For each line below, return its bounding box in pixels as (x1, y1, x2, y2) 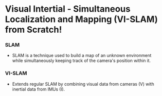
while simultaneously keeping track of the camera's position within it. (12, 58, 151, 64)
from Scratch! (5, 24, 62, 35)
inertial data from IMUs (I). (12, 86, 65, 92)
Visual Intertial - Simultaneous (5, 3, 130, 15)
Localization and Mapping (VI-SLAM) (5, 14, 158, 25)
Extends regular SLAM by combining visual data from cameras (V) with (12, 81, 154, 87)
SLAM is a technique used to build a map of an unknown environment (12, 53, 152, 58)
